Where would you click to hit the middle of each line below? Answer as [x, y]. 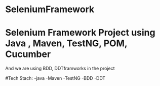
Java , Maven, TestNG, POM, [66, 44]
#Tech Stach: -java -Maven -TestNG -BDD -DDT [55, 78]
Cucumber [28, 54]
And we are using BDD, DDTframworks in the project [60, 68]
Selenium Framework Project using [80, 33]
